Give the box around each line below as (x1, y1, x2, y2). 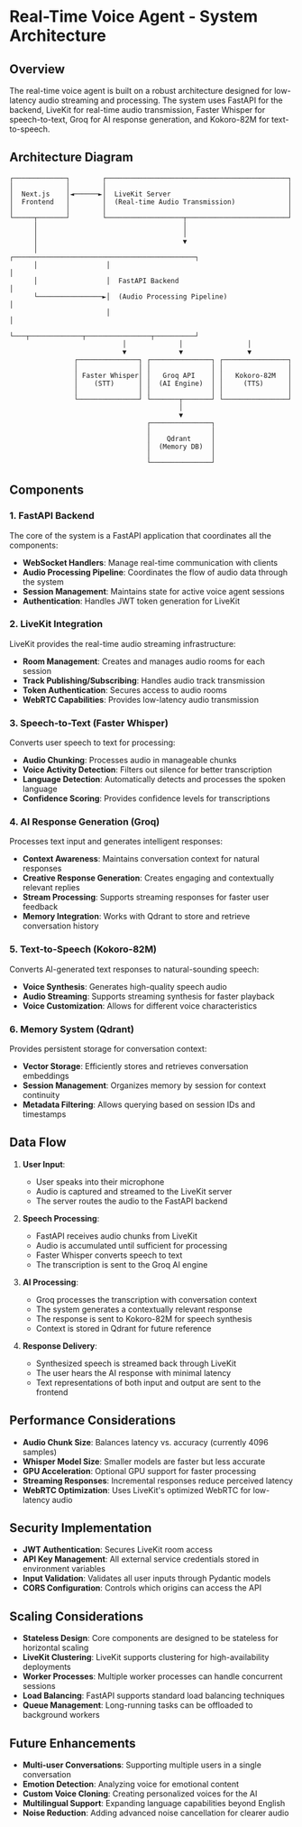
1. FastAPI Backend (9, 510, 95, 522)
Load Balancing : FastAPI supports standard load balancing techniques (22, 1690, 286, 1702)
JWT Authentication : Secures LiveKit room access (22, 1545, 214, 1555)
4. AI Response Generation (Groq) (9, 816, 160, 828)
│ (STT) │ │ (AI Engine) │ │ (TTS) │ (73, 379, 293, 388)
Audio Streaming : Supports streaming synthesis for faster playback (22, 991, 275, 1001)
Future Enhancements (9, 1735, 137, 1751)
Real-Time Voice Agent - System (9, 6, 259, 27)
